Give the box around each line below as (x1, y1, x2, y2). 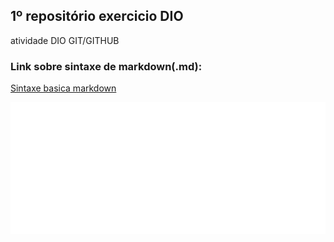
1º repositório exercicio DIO (10, 8, 184, 25)
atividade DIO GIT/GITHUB (10, 34, 120, 46)
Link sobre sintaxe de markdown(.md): (10, 59, 203, 73)
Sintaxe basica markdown (10, 82, 117, 94)
